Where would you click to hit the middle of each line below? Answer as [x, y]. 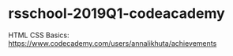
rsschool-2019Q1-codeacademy [116, 14]
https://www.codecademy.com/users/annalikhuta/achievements [113, 43]
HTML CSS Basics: [39, 35]
